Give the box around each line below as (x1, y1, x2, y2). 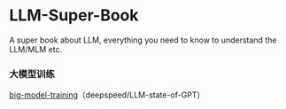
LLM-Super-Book (9, 5, 139, 26)
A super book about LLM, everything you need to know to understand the (9, 35, 277, 45)
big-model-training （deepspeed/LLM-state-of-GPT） (9, 90, 205, 100)
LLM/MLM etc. (9, 43, 63, 54)
